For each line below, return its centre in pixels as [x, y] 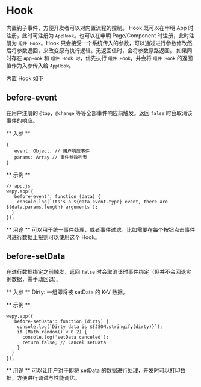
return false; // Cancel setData [64, 342]
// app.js [19, 186]
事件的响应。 [22, 120]
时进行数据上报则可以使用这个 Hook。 [53, 237]
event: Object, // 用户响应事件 [52, 151]
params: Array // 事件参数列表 [51, 157]
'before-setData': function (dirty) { [60, 321]
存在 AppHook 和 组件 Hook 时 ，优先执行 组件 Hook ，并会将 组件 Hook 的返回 [102, 58]
